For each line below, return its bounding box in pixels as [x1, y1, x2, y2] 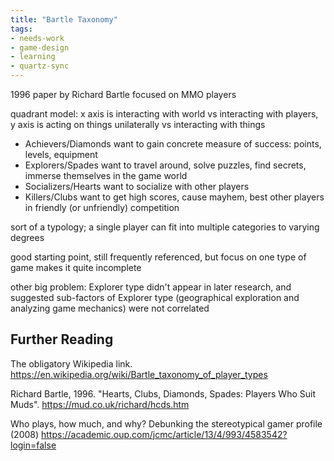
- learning [10, 52, 56, 62]
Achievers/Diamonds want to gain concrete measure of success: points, [24, 138, 322, 150]
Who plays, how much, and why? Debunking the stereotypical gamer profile [10, 417, 323, 430]
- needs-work [10, 33, 65, 43]
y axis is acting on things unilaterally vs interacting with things [10, 119, 266, 130]
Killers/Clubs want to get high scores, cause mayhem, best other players [24, 191, 325, 203]
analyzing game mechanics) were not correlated [10, 302, 210, 314]
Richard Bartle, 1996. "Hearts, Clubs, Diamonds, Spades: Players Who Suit [10, 387, 316, 400]
